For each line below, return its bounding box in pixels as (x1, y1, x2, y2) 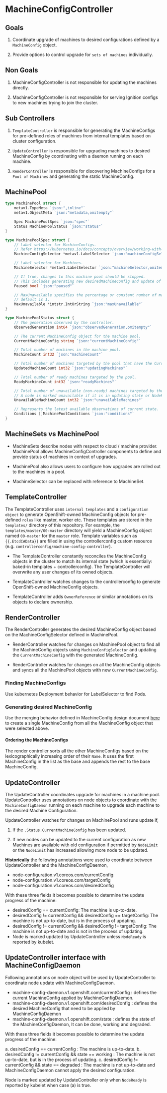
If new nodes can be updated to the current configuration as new (12, 836, 146, 842)
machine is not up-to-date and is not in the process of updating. (12, 928, 144, 934)
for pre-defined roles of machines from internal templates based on (12, 132, 151, 138)
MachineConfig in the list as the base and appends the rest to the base (5, 758, 150, 765)
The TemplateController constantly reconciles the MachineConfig (12, 553, 147, 559)
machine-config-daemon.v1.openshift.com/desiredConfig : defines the (12, 1000, 158, 1006)
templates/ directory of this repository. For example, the (5, 522, 120, 528)
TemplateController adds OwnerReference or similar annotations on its (12, 593, 153, 599)
